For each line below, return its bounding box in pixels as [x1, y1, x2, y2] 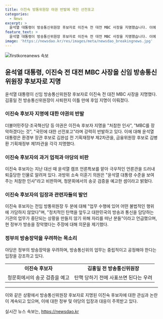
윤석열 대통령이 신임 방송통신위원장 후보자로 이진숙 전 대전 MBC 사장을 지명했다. [5, 91, 157, 97]
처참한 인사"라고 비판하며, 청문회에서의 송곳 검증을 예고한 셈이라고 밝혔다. [14, 178, 153, 184]
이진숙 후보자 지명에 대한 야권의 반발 [5, 110, 84, 117]
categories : [5, 12, 29, 17]
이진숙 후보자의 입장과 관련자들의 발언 [5, 191, 88, 198]
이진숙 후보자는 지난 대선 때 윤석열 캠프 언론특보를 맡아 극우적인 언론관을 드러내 [5, 166, 155, 172]
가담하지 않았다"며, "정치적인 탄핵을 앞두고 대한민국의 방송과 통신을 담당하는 [10, 209, 154, 215]
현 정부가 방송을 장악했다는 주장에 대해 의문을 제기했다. [5, 221, 109, 227]
